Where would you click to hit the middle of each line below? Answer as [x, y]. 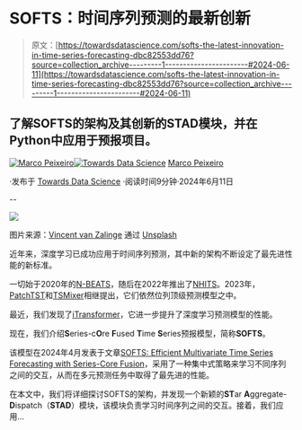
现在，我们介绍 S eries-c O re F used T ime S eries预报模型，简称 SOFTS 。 [140, 333]
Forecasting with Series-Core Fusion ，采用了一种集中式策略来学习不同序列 [148, 364]
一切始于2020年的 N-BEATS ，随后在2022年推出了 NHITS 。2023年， [135, 284]
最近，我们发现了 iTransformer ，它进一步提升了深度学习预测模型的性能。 [143, 314]
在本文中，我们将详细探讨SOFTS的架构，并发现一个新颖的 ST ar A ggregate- [148, 394]
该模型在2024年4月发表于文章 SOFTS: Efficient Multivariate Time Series [142, 352]
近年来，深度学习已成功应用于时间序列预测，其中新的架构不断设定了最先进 [147, 253]
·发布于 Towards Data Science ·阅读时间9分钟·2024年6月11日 [121, 181]
